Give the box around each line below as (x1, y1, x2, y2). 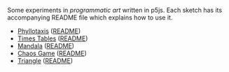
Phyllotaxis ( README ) (17, 27, 81, 35)
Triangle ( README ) (17, 57, 74, 65)
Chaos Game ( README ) (17, 49, 88, 57)
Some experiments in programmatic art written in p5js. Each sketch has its (7, 6, 223, 14)
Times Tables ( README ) (17, 34, 88, 43)
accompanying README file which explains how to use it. (7, 13, 173, 22)
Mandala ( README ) (17, 42, 75, 50)
